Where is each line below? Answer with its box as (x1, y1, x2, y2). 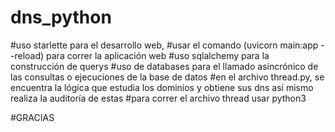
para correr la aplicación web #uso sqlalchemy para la (46, 49, 270, 61)
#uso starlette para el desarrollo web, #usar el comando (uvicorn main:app (10, 39, 319, 51)
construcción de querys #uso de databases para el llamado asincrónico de (10, 60, 319, 72)
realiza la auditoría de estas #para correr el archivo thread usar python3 (10, 92, 307, 104)
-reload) (10, 49, 45, 61)
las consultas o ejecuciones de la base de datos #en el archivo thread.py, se (10, 71, 325, 83)
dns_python (10, 6, 112, 29)
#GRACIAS (10, 111, 55, 123)
